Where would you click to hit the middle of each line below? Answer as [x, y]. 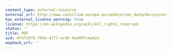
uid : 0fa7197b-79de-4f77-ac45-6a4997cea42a [52, 38]
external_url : [20, 15]
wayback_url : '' [23, 43]
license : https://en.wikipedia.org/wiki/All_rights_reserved [72, 24]
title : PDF [17, 33]
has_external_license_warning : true [44, 19]
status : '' [17, 29]
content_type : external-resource [41, 10]
